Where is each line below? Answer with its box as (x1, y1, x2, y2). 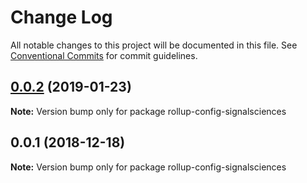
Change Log (10, 6, 113, 29)
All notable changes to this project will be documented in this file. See (10, 39, 298, 51)
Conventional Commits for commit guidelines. (10, 49, 198, 61)
